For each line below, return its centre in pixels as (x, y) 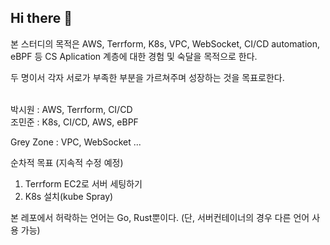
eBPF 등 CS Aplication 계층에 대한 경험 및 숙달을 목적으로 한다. (134, 56)
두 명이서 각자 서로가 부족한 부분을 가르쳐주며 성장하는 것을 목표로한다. (147, 77)
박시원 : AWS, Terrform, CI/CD (71, 109)
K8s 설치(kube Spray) (69, 196)
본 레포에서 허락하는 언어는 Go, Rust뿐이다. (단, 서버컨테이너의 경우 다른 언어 (160, 217)
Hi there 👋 (41, 18)
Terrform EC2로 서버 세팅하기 (83, 183)
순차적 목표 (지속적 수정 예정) (67, 162)
